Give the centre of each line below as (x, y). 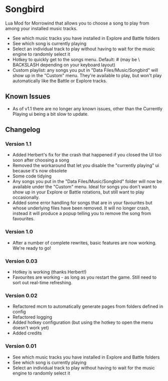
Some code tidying (32, 176)
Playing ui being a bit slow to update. (50, 114)
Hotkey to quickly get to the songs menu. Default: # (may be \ (76, 59)
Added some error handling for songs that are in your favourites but (82, 203)
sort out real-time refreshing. (42, 283)
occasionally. (26, 198)
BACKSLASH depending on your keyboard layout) (64, 65)
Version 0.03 (21, 261)
